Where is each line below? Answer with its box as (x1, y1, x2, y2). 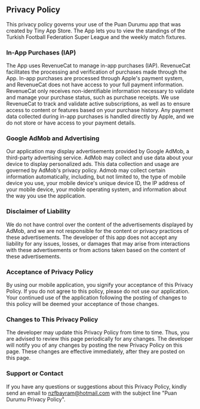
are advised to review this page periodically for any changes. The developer (6, 335, 193, 343)
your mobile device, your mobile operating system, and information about (6, 186, 187, 193)
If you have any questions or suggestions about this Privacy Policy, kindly (6, 383, 187, 390)
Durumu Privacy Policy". (6, 395, 66, 403)
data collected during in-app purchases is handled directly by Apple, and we (6, 113, 194, 120)
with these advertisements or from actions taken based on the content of (6, 246, 186, 253)
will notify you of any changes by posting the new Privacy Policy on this (6, 341, 183, 349)
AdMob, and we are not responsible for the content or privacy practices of (6, 227, 189, 234)
